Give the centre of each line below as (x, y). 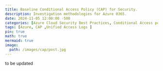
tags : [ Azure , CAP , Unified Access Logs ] (49, 27)
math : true (16, 36)
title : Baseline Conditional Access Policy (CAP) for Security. (71, 9)
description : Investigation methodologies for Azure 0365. (66, 14)
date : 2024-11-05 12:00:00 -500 (38, 18)
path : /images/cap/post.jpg (38, 49)
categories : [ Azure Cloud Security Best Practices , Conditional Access (79, 23)
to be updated (19, 63)
